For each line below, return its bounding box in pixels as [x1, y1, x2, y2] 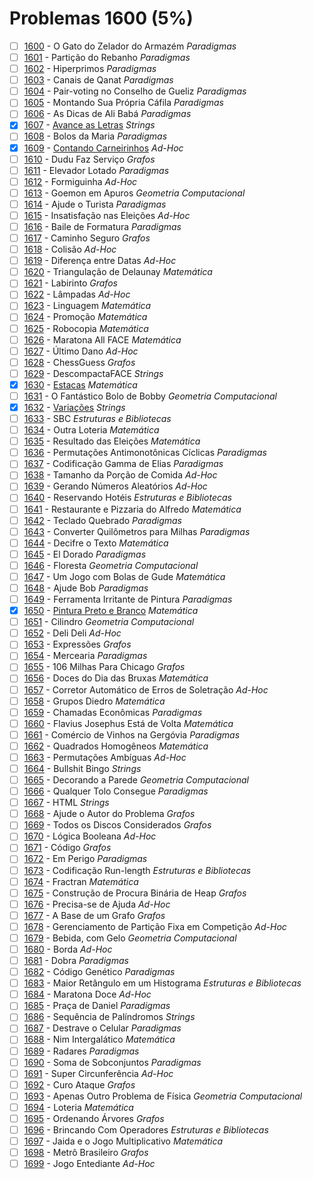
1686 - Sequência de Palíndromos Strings [23, 1011, 196, 1023]
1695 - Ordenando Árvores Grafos [23, 1112, 165, 1124]
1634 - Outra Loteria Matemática [23, 424, 160, 436]
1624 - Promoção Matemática [23, 311, 148, 323]
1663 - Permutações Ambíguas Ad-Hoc [23, 751, 187, 763]
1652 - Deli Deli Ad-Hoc [23, 627, 122, 639]
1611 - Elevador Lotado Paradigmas [23, 164, 170, 176]
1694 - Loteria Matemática [23, 1101, 134, 1113]
